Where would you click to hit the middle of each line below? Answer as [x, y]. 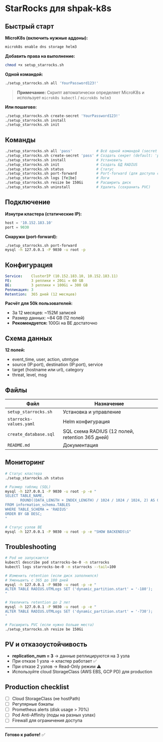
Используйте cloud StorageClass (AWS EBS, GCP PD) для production [82, 672]
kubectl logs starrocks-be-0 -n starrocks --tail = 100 [61, 567]
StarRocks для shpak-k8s [58, 8]
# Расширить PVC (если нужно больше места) [50, 625]
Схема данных [29, 338]
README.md [19, 445]
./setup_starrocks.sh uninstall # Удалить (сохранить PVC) [78, 187]
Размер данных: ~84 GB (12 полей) [48, 318]
